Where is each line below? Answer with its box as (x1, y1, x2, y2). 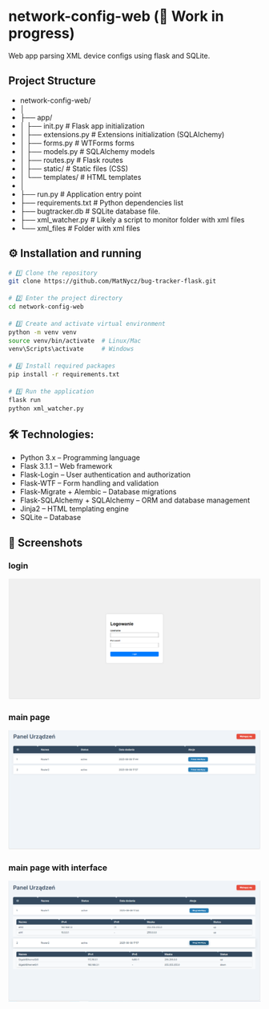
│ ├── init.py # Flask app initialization (19, 120, 146, 131)
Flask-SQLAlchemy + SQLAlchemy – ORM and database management (19, 495, 251, 505)
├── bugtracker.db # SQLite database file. (19, 206, 161, 216)
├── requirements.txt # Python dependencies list (19, 197, 184, 207)
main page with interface (8, 862, 108, 873)
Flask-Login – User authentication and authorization (19, 470, 191, 480)
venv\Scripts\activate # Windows (8, 345, 134, 353)
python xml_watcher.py (8, 405, 84, 413)
